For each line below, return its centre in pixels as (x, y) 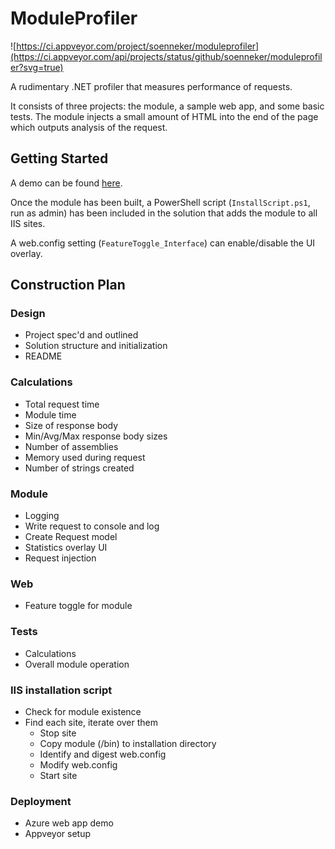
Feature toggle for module (78, 606)
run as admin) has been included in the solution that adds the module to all (164, 213)
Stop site (58, 733)
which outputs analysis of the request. (89, 127)
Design (28, 314)
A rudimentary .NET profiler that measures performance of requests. (151, 86)
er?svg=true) (37, 67)
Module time (50, 414)
